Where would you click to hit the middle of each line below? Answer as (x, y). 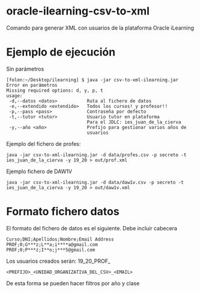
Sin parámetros (25, 69)
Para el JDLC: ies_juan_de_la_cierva (134, 122)
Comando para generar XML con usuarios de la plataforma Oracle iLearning (100, 28)
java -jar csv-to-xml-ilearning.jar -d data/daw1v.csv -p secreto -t (95, 182)
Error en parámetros (32, 85)
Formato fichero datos (63, 212)
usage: (14, 96)
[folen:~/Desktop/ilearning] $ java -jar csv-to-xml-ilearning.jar (92, 80)
